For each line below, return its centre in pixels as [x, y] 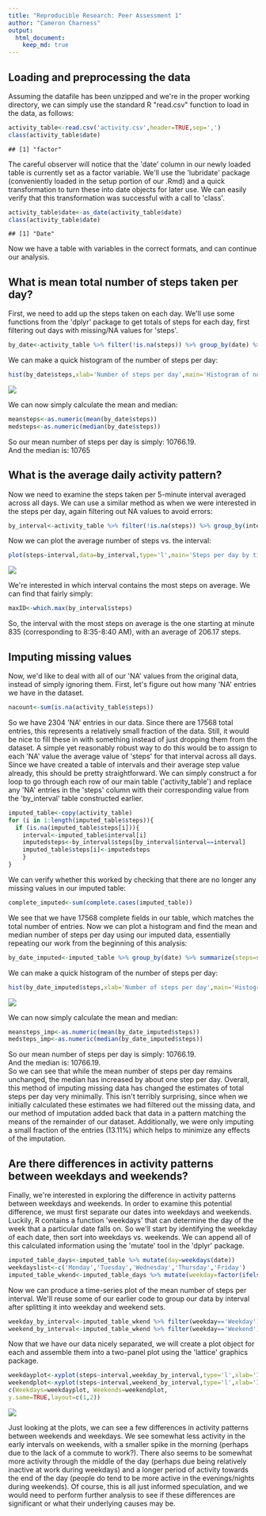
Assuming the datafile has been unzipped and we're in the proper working [129, 96]
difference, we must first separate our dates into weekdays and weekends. [130, 1212]
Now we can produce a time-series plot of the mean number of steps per [127, 1290]
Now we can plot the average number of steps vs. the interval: [110, 541]
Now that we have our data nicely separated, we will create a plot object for [131, 1344]
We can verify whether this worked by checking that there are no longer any [132, 879]
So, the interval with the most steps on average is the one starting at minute [131, 624]
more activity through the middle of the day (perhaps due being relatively [127, 1461]
